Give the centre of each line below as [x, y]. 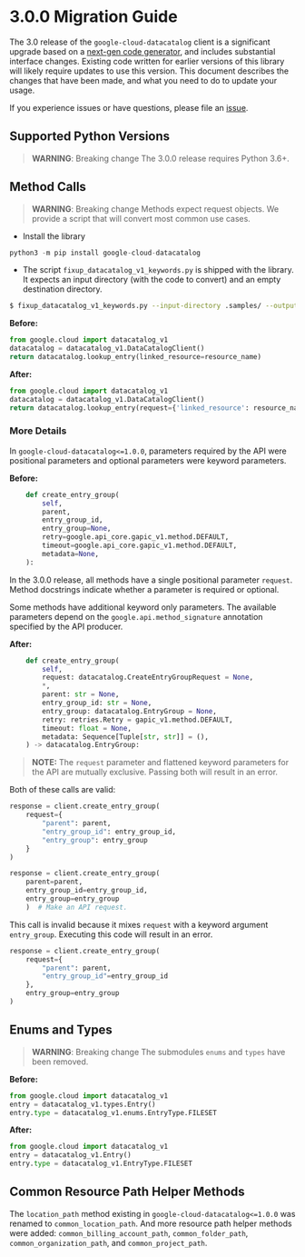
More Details [38, 431]
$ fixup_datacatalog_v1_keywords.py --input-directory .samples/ [135, 306]
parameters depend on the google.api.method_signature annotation [136, 616]
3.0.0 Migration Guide [94, 17]
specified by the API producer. [66, 626]
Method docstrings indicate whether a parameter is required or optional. [144, 589]
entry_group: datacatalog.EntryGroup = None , [130, 711]
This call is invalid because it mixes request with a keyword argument [139, 924]
